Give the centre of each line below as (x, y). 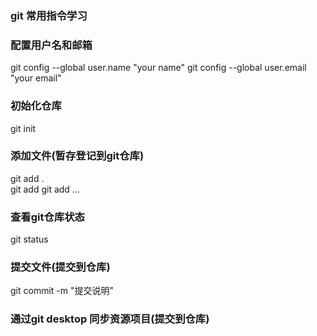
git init (23, 128)
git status (29, 239)
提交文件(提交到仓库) (60, 267)
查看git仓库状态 (47, 217)
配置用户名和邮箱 (51, 45)
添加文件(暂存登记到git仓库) (77, 156)
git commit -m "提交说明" (62, 291)
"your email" (36, 78)
